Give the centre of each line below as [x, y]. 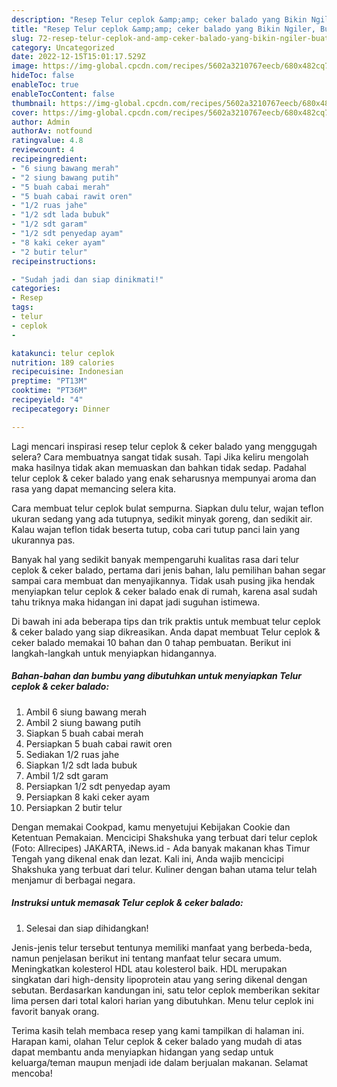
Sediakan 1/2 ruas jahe [72, 754]
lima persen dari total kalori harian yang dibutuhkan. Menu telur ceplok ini [162, 1000]
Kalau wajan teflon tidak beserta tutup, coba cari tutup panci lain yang [156, 529]
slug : [22, 38]
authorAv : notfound [52, 131]
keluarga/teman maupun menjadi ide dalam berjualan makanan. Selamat [160, 1062]
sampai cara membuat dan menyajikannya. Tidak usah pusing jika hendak [163, 580]
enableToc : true [45, 85]
